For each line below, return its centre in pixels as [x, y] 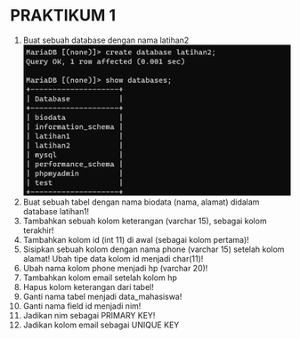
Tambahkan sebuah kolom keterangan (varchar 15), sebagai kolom [145, 221]
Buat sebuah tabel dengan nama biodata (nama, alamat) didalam [141, 202]
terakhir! [38, 230]
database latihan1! [56, 211]
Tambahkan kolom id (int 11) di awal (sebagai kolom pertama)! [136, 239]
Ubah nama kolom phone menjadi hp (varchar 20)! [115, 268]
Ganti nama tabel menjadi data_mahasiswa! [102, 296]
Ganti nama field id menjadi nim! [82, 306]
